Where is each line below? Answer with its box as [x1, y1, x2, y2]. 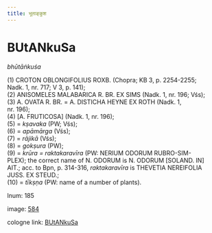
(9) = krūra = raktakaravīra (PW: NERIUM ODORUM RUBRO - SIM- [7, 148, 192, 157]
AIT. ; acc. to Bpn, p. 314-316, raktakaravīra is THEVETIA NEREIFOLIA [7, 163, 202, 172]
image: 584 [7, 204, 40, 213]
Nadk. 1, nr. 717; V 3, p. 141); [7, 83, 86, 91]
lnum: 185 [7, 191, 34, 199]
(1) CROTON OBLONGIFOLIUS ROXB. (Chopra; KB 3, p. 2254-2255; [7, 76, 197, 84]
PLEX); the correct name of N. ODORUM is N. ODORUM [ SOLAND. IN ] [7, 156, 204, 164]
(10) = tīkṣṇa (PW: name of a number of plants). [7, 178, 142, 186]
